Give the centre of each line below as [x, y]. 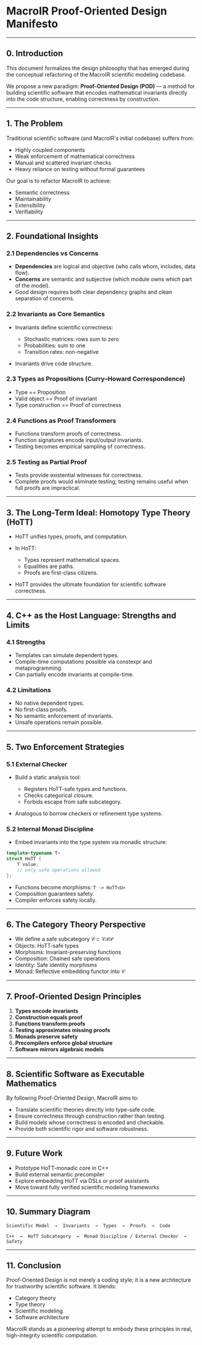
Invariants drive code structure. [54, 364]
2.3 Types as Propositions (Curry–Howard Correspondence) [96, 379]
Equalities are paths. [49, 566]
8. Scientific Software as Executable [75, 1074]
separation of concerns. [45, 298]
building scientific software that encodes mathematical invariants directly [97, 92]
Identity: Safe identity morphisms [56, 965]
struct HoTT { [24, 859]
